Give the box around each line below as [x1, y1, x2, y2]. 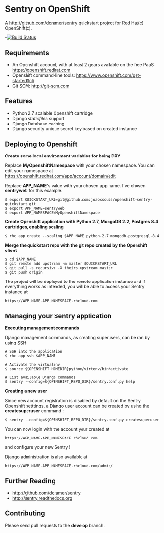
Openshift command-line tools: [12, 72, 75, 78]
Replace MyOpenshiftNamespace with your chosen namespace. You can [5, 162, 155, 168]
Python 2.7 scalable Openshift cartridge [12, 110, 93, 116]
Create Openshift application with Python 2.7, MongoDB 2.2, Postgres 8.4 [5, 219, 159, 225]
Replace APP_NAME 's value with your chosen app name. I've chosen [5, 183, 146, 188]
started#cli [12, 77, 34, 83]
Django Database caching [12, 121, 65, 126]
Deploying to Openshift [5, 140, 78, 148]
